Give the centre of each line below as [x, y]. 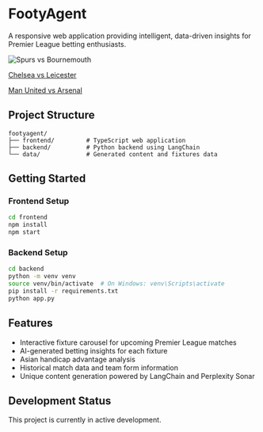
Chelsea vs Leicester [42, 75]
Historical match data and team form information [99, 367]
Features [30, 323]
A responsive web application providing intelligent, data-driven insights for [130, 36]
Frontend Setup [39, 201]
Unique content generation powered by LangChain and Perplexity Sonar [137, 376]
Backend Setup [38, 252]
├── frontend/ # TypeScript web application [97, 140]
